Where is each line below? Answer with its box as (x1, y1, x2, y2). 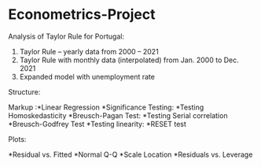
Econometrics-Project (8, 6, 156, 24)
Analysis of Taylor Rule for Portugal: (8, 32, 124, 41)
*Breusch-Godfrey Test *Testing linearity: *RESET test (8, 119, 187, 128)
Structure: (8, 87, 41, 96)
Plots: (8, 134, 27, 143)
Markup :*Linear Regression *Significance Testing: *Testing (8, 102, 204, 112)
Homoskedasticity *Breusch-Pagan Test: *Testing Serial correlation (8, 110, 228, 120)
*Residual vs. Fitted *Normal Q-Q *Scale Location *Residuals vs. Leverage (8, 150, 253, 159)
